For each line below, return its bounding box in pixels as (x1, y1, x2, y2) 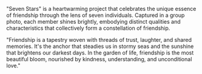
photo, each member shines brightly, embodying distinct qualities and (6, 18, 181, 25)
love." (6, 62, 21, 69)
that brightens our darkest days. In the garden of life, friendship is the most (6, 49, 194, 56)
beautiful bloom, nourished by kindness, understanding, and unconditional (6, 56, 192, 62)
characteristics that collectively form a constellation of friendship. (6, 24, 170, 32)
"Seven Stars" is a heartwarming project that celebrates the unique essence (6, 5, 197, 12)
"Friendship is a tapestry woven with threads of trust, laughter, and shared (6, 36, 192, 43)
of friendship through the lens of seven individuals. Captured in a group (6, 12, 185, 19)
